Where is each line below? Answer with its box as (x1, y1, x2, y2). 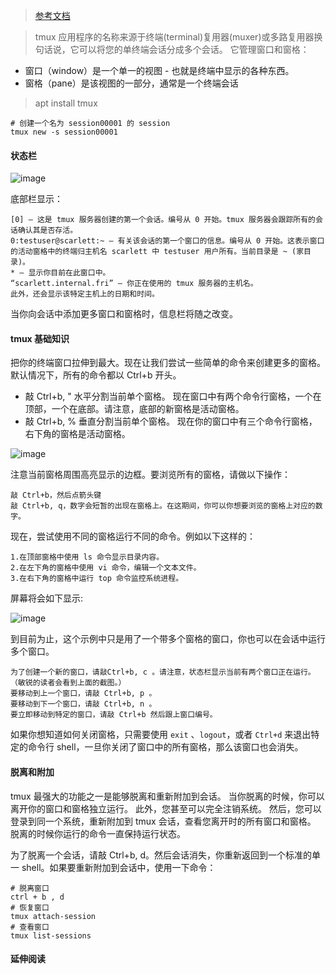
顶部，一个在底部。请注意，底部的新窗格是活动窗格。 (24, 403, 245, 415)
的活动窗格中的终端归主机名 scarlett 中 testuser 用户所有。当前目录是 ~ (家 (10, 247, 305, 257)
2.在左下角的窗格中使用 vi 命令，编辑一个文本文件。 (10, 563, 202, 573)
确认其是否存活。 (17, 225, 78, 236)
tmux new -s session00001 (10, 127, 118, 137)
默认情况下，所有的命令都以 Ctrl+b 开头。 (10, 369, 182, 381)
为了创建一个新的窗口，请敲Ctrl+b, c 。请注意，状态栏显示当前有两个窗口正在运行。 (10, 667, 316, 678)
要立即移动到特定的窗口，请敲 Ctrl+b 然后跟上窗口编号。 (10, 710, 218, 720)
